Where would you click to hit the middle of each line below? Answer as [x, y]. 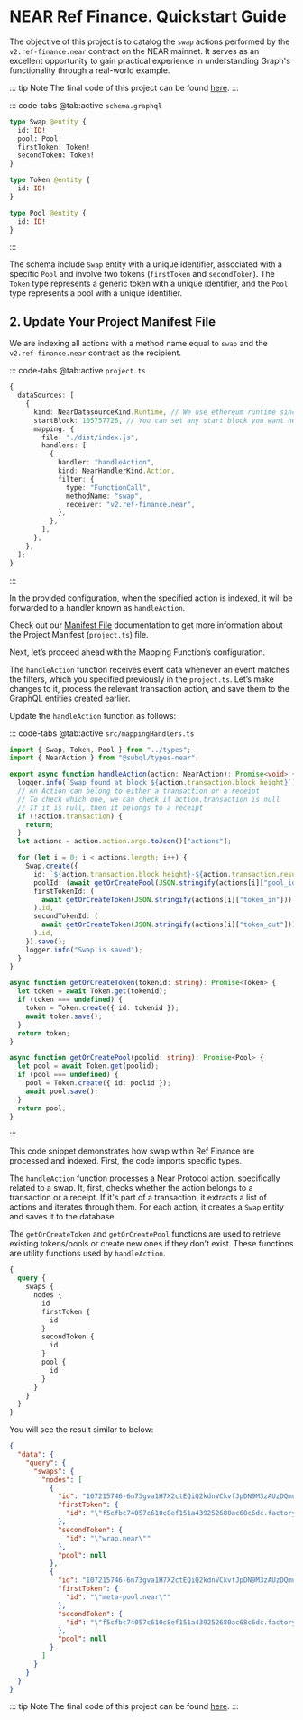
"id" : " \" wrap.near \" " [109, 1538]
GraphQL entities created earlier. [70, 698]
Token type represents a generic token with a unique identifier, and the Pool [149, 284]
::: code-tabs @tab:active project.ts [78, 371]
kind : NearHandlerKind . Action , [116, 471]
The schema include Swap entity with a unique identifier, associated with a [146, 264]
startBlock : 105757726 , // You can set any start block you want [158, 420]
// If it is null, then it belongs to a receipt [110, 808]
